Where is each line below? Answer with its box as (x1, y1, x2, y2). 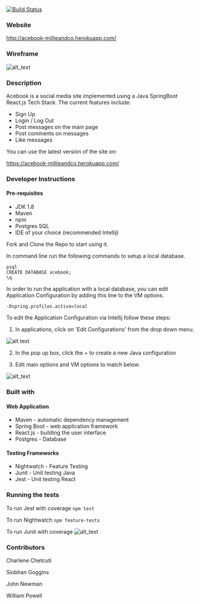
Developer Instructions (6, 174, 76, 183)
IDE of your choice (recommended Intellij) (15, 229, 119, 236)
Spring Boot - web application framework (15, 422, 118, 430)
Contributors (6, 543, 45, 551)
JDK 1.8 (15, 203, 34, 211)
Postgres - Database (15, 436, 66, 443)
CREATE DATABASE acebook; (6, 269, 71, 275)
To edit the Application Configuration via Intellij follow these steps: (6, 314, 171, 321)
